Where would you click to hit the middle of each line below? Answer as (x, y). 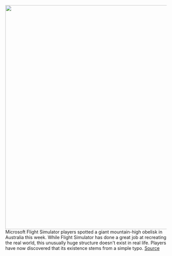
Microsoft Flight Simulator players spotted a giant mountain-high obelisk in (84, 232)
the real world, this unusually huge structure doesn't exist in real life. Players (86, 243)
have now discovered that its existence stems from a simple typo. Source (82, 248)
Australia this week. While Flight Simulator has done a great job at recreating (86, 237)
